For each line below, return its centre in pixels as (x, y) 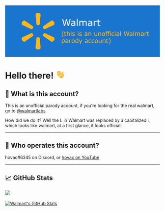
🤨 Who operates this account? (52, 145)
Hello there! (29, 76)
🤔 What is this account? (42, 94)
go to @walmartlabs (25, 110)
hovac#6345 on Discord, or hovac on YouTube (52, 157)
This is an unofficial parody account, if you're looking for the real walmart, (80, 105)
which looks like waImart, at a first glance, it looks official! (63, 125)
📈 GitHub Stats (29, 178)
